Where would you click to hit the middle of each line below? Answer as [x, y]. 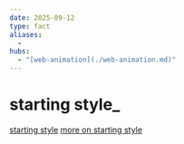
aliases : [26, 34]
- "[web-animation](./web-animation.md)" [97, 60]
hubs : [19, 52]
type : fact [30, 26]
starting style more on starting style [76, 130]
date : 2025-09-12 [42, 18]
